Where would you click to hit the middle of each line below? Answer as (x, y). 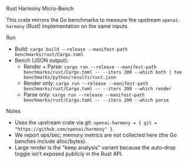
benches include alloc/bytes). (51, 141)
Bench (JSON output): (42, 60)
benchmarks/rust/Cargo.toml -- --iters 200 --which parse (96, 100)
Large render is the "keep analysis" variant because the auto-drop (95, 147)
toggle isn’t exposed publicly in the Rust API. (69, 154)
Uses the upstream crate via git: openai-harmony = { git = (86, 122)
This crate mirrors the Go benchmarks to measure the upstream (83, 20)
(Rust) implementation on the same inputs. (77, 26)
